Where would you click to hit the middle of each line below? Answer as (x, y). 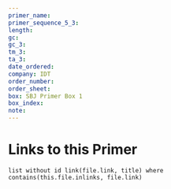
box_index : (26, 103)
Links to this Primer (73, 150)
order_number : (32, 81)
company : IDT (30, 74)
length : (21, 30)
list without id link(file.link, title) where (86, 170)
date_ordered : (32, 67)
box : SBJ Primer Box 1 (45, 96)
